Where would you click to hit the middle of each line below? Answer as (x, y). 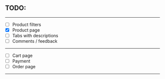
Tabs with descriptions (35, 35)
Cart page (22, 55)
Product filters (27, 25)
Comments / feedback (35, 41)
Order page (24, 67)
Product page (26, 30)
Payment (21, 61)
